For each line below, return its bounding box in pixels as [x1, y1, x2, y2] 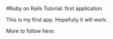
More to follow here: [6, 27, 55, 34]
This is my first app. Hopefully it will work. [6, 16, 108, 23]
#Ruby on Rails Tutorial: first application [6, 5, 103, 12]
